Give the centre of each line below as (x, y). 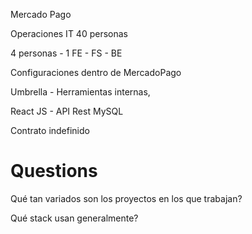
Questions (54, 171)
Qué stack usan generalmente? (74, 218)
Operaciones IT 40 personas (69, 33)
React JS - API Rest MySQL (67, 111)
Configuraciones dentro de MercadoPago (96, 72)
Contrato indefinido (50, 130)
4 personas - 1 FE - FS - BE (66, 53)
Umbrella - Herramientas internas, (80, 92)
